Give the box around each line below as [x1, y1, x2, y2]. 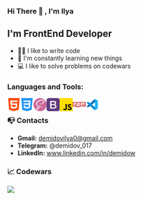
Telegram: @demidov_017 [17, 141, 92, 150]
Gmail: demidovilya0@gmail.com [17, 134, 113, 143]
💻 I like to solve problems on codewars [17, 62, 131, 70]
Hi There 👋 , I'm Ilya [7, 6, 75, 16]
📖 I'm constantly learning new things [17, 54, 123, 62]
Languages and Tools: [7, 82, 84, 92]
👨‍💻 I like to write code [17, 46, 80, 55]
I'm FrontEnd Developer [7, 28, 112, 40]
